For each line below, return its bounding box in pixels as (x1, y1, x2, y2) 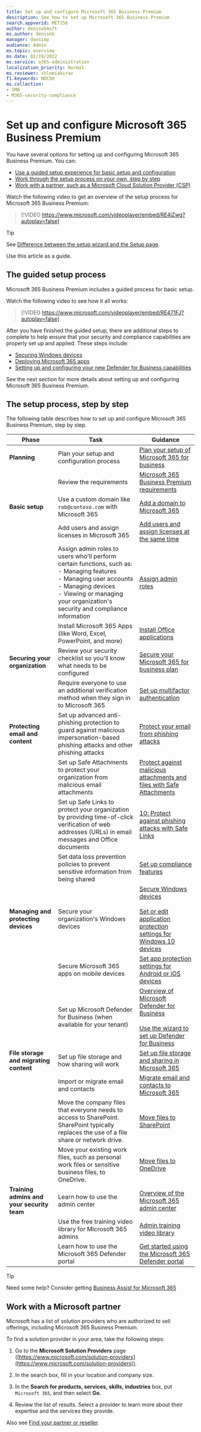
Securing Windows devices (14, 351, 83, 358)
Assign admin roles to (57, 545, 119, 553)
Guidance (151, 436, 180, 444)
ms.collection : (6, 82, 44, 88)
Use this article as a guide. (6, 252, 72, 260)
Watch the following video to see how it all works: (6, 297, 129, 305)
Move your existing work (57, 1145, 127, 1154)
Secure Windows (139, 885, 187, 893)
